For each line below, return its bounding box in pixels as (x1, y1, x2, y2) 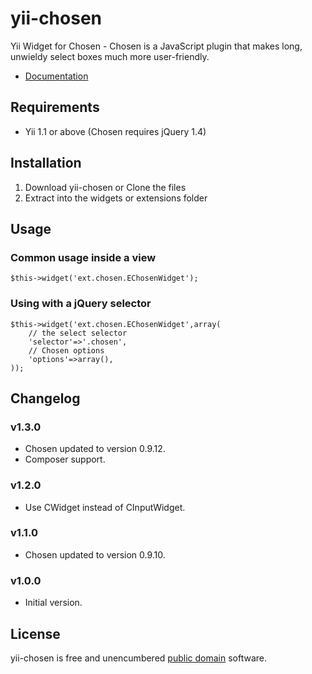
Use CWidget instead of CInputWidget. (24, 501, 186, 513)
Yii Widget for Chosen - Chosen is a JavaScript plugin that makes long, (10, 40, 303, 52)
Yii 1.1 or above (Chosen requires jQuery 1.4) (24, 125, 207, 137)
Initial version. (24, 597, 83, 609)
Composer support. (24, 453, 106, 466)
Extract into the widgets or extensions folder (24, 192, 208, 204)
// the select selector (28, 328, 128, 338)
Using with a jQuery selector (10, 297, 152, 311)
